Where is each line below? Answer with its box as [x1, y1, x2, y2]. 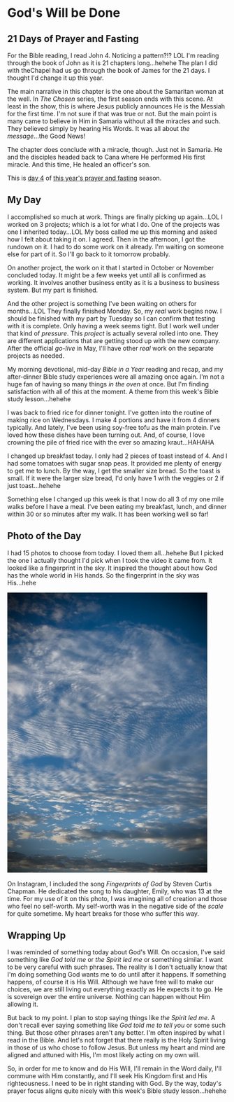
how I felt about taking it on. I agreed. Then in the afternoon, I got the [7, 235, 206, 243]
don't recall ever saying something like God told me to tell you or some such [7, 1021, 226, 1030]
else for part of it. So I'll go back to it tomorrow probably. [7, 250, 170, 258]
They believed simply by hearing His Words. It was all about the [7, 125, 190, 132]
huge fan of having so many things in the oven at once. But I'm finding [7, 379, 210, 388]
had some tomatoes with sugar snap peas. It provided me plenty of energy [7, 459, 222, 467]
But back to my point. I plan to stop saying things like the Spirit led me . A [7, 1014, 216, 1022]
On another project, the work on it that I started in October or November [7, 263, 214, 272]
